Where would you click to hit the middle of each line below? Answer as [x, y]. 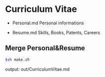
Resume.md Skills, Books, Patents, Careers [56, 32]
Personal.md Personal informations [48, 23]
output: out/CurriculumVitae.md [37, 69]
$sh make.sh [17, 60]
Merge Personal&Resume [45, 48]
